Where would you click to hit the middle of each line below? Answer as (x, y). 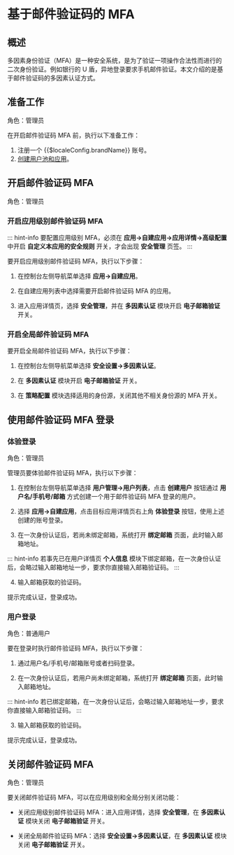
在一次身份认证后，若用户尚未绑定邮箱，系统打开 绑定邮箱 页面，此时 (117, 678)
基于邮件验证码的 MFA (71, 14)
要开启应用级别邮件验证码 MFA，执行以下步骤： (76, 261)
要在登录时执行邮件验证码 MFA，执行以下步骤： (76, 649)
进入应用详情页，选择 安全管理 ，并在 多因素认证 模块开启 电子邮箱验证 (119, 306)
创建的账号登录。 (42, 520)
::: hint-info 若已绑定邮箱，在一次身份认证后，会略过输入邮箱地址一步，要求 (116, 702)
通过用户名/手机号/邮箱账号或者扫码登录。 (78, 663)
